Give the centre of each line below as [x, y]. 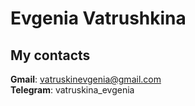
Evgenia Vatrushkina [98, 18]
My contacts [50, 55]
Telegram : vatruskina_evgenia [72, 90]
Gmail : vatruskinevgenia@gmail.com [86, 79]
